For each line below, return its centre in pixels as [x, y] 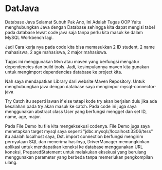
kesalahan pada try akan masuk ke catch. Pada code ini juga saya [71, 106]
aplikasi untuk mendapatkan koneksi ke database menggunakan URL [74, 147]
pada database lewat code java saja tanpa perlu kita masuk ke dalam [74, 32]
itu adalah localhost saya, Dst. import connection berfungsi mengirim [74, 136]
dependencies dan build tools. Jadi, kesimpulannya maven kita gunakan [77, 67]
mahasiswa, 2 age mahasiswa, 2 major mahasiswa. [56, 52]
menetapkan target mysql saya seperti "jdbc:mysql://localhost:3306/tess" [79, 131]
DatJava [22, 9]
